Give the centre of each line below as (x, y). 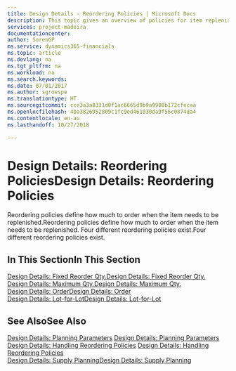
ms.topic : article (34, 53)
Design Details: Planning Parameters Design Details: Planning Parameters (113, 338)
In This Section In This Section (74, 260)
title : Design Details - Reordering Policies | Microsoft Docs (102, 14)
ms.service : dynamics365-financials (61, 46)
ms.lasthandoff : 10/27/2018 (48, 125)
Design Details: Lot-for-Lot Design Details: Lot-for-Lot (84, 299)
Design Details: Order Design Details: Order (69, 292)
